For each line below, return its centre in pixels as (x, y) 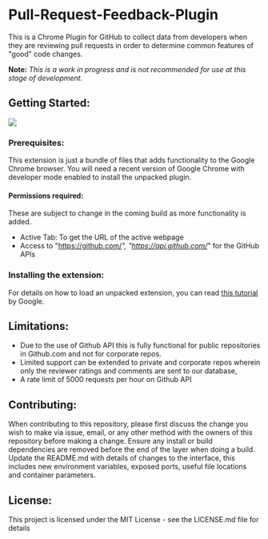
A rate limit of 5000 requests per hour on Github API (106, 380)
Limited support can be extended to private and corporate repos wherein (140, 363)
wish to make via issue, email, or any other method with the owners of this (131, 432)
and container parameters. (52, 475)
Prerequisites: (36, 143)
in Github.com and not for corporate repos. (90, 354)
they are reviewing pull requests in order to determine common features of (131, 45)
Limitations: (39, 326)
